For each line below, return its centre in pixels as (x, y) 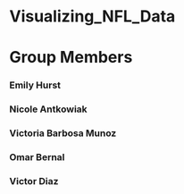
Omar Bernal (37, 157)
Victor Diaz (34, 181)
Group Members (71, 58)
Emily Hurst (35, 85)
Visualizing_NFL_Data (92, 17)
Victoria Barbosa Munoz (63, 133)
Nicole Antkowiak (48, 109)
